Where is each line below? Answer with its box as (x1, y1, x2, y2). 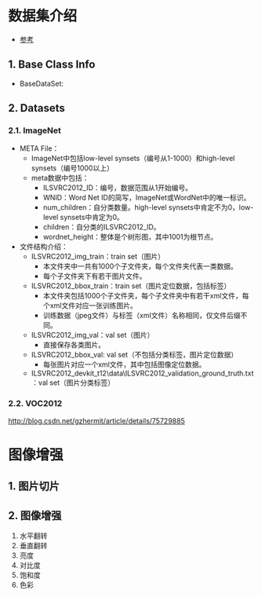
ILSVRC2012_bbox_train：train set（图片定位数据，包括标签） (31, 281, 231, 291)
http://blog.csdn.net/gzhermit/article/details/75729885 (8, 416, 186, 425)
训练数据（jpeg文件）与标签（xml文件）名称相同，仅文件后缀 (42, 311, 241, 320)
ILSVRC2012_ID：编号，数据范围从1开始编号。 (42, 183, 192, 192)
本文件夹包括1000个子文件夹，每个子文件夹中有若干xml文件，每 (42, 291, 249, 301)
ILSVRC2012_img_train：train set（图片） (31, 252, 166, 262)
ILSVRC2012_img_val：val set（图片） (31, 331, 155, 340)
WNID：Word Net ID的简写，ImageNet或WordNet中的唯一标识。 (42, 193, 251, 203)
